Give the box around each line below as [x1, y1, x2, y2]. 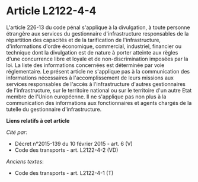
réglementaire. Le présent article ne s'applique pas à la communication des [6, 68, 190, 75]
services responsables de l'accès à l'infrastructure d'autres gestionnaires [6, 80, 186, 87]
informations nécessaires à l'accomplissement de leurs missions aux [6, 74, 174, 81]
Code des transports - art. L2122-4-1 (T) [14, 169, 114, 176]
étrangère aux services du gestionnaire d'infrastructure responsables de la [6, 30, 189, 37]
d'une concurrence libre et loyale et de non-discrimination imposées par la [6, 55, 189, 62]
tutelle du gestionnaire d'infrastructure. [6, 106, 102, 113]
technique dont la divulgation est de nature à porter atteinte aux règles [6, 49, 178, 56]
